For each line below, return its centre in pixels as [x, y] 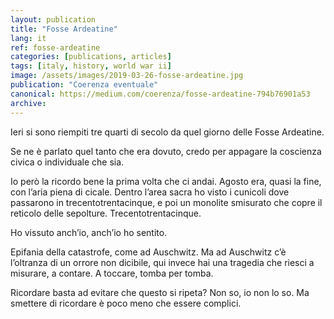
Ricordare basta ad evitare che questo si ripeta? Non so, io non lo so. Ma [160, 292]
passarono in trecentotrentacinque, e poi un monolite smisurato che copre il [166, 202]
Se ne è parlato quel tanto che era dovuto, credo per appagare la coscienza [166, 151]
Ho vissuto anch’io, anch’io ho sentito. [89, 232]
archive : [28, 103]
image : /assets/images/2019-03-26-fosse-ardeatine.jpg [127, 76]
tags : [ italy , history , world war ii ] [91, 66]
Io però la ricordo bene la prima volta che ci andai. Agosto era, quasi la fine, [166, 181]
